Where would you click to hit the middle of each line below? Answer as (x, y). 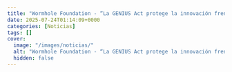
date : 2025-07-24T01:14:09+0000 (54, 20)
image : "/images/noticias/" (54, 45)
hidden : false (33, 58)
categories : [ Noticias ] (41, 26)
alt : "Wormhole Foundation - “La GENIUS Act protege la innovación (113, 52)
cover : (17, 39)
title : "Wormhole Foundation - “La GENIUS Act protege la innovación (109, 13)
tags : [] (20, 33)
